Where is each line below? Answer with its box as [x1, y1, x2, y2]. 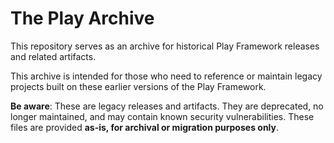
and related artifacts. [10, 50, 97, 62]
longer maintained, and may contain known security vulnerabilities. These [10, 110, 315, 122]
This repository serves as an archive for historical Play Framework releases [10, 40, 320, 52]
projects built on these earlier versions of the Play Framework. [10, 80, 267, 92]
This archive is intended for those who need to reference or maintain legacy [10, 70, 323, 82]
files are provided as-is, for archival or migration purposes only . [10, 121, 280, 133]
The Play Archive [10, 7, 155, 30]
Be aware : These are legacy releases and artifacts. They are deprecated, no [10, 100, 324, 112]
